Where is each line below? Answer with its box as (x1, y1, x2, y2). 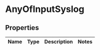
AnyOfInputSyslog (5, 3, 84, 15)
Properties (5, 23, 39, 32)
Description (44, 38, 73, 45)
